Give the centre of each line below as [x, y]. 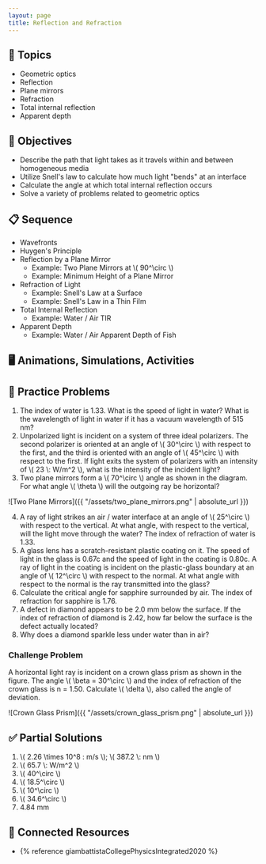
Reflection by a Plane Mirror [65, 259]
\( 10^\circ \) [39, 790]
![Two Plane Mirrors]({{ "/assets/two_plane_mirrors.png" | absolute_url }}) [129, 502]
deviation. [25, 698]
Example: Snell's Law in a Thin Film [89, 301]
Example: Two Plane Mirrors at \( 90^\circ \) [103, 267]
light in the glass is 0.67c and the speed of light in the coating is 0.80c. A [138, 559]
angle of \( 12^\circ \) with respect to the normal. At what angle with [129, 576]
